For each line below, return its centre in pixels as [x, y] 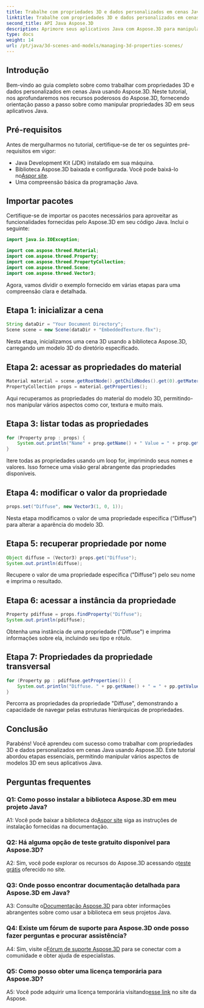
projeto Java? [27, 807]
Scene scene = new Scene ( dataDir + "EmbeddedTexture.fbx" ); [84, 330]
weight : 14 [20, 40]
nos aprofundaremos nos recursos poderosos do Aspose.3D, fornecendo [98, 98]
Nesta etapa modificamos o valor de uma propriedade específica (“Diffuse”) [102, 518]
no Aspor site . [32, 175]
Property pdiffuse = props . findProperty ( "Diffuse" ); [74, 614]
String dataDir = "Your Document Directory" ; [65, 324]
